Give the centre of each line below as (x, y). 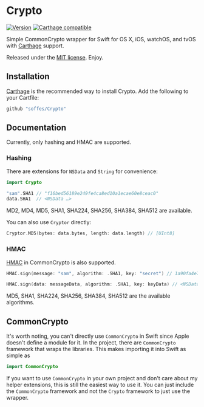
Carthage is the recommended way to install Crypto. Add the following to (97, 91)
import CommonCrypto (32, 367)
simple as (18, 355)
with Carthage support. (35, 46)
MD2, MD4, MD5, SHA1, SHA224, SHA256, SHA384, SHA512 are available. (99, 211)
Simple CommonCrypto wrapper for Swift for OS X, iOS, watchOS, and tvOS (101, 39)
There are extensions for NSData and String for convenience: (82, 171)
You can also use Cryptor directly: (49, 222)
